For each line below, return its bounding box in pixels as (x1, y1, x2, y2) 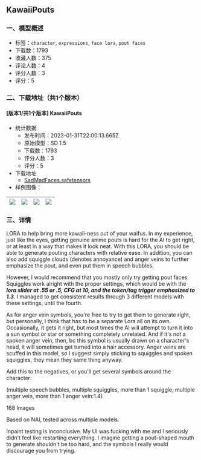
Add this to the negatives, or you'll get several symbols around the (6, 368, 171, 375)
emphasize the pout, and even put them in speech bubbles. (6, 262, 154, 269)
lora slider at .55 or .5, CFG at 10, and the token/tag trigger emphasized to (6, 287, 195, 294)
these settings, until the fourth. (6, 300, 83, 307)
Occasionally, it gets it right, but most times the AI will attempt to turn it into (6, 324, 193, 332)
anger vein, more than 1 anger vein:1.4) (6, 393, 103, 400)
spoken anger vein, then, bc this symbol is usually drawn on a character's (6, 337, 190, 344)
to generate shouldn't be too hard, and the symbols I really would (6, 441, 168, 448)
